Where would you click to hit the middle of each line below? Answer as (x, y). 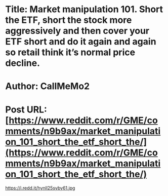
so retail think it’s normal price (70, 52)
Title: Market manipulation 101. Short (84, 9)
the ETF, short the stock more (69, 20)
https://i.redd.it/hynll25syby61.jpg (40, 188)
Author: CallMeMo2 (48, 86)
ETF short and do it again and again (81, 42)
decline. (23, 63)
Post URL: (26, 109)
